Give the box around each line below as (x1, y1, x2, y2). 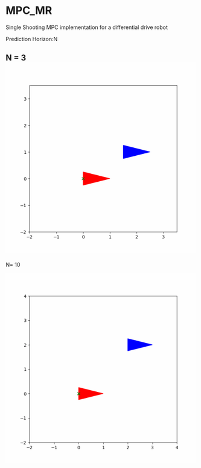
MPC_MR (5, 4, 53, 18)
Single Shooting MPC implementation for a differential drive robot (5, 24, 168, 31)
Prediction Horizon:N (5, 35, 58, 42)
